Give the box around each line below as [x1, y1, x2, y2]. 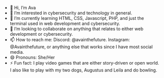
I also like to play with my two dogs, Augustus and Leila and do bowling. [9, 67, 158, 73]
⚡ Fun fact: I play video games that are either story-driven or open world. [9, 60, 159, 66]
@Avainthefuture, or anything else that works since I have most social [9, 44, 153, 50]
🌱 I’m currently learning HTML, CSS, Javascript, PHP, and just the [9, 15, 144, 21]
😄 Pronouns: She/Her [9, 55, 55, 60]
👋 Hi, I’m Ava [9, 5, 36, 10]
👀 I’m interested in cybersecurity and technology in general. [9, 10, 133, 16]
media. [9, 49, 24, 55]
